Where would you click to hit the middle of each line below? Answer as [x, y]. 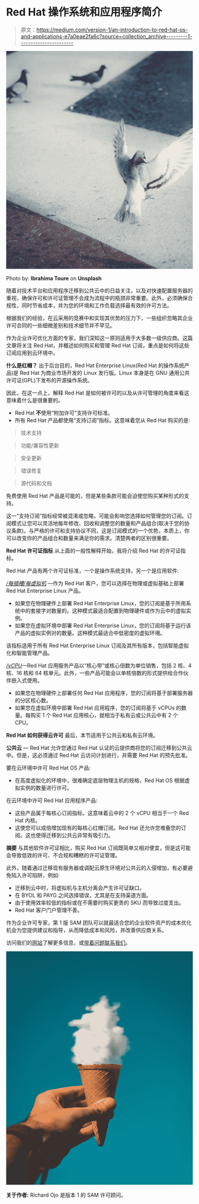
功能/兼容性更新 [40, 445]
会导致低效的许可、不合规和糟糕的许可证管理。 [63, 855]
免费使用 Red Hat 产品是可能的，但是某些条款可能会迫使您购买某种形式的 [95, 496]
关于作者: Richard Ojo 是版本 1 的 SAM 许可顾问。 [66, 1195]
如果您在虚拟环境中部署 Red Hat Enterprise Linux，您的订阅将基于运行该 [103, 625]
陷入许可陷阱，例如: [36, 875]
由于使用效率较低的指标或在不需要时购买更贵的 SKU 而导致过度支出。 [99, 902]
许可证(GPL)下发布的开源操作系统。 [49, 380]
